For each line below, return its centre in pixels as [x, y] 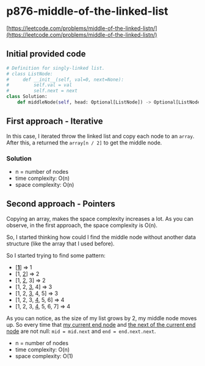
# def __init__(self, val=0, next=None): [65, 80]
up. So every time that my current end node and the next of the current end [101, 324]
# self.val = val [39, 85]
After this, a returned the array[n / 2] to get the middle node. [84, 143]
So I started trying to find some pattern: [56, 255]
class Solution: [27, 97]
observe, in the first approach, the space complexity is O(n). [82, 225]
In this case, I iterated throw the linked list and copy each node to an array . [100, 136]
